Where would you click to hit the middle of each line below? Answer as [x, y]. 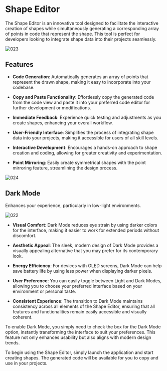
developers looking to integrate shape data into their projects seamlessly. [81, 39]
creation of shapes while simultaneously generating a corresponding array [82, 28]
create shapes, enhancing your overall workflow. [63, 123]
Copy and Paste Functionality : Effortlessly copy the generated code [83, 97]
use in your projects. [26, 363]
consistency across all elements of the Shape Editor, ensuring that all [84, 306]
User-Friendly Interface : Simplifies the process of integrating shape [83, 132]
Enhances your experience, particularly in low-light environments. [73, 205]
